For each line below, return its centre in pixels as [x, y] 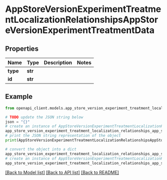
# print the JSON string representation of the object [63, 136]
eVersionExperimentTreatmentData [80, 30]
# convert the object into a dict [41, 149]
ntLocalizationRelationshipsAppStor [82, 20]
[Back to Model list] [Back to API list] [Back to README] [62, 173]
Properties [22, 48]
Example [19, 97]
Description [58, 62]
